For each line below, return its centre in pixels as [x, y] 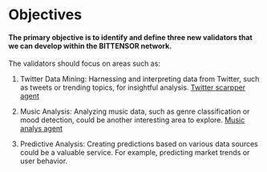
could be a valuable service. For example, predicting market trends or [135, 153]
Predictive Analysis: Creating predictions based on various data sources [139, 144]
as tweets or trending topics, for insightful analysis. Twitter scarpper [133, 88]
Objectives [45, 15]
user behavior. [44, 161]
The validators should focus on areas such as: [84, 64]
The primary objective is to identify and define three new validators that [130, 37]
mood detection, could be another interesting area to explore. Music [132, 120]
